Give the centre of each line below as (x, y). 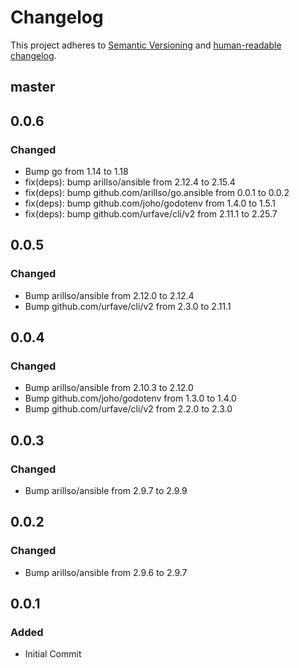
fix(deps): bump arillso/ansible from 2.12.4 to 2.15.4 (130, 182)
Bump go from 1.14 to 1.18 (76, 172)
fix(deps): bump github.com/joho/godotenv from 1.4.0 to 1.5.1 (150, 203)
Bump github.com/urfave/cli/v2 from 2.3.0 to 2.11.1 (128, 306)
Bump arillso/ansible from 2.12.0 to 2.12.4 (109, 295)
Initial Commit (53, 654)
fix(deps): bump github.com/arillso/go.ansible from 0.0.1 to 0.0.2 (157, 193)
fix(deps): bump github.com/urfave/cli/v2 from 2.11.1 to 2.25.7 (151, 214)
